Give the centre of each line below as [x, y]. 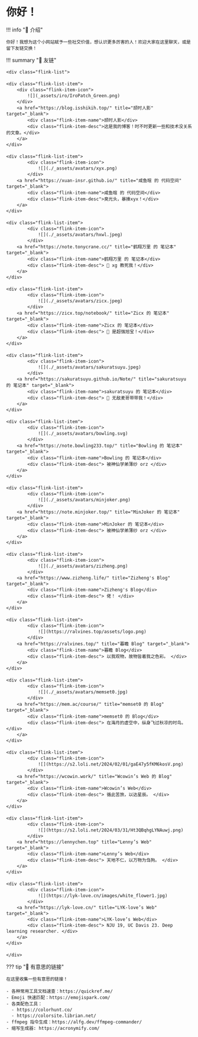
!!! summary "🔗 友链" [31, 60]
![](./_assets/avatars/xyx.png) [77, 168]
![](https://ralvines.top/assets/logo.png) [92, 632]
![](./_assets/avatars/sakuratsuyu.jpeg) [90, 367]
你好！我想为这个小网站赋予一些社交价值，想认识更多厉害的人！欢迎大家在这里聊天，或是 [98, 42]
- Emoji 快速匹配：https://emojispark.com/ [58, 997]
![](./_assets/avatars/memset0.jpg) [83, 692]
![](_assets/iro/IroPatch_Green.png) [74, 95]
